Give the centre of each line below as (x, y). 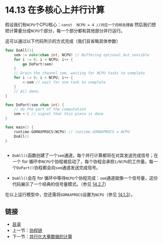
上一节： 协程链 (27, 230)
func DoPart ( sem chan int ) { (35, 105)
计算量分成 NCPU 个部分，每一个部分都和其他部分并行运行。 (67, 30)
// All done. (27, 91)
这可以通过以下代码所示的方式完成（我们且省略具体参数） (63, 41)
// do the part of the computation (50, 109)
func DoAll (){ (20, 50)
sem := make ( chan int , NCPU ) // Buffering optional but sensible (82, 55)
